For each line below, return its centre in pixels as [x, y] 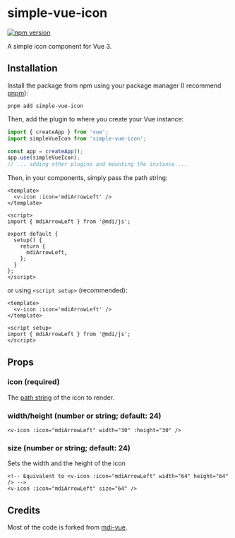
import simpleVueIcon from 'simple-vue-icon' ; [77, 138]
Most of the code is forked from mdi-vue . [67, 527]
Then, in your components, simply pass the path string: [88, 178]
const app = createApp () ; [45, 151]
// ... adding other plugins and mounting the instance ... [98, 165]
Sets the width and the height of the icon [66, 463]
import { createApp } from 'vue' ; [58, 132]
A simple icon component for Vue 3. [60, 46]
